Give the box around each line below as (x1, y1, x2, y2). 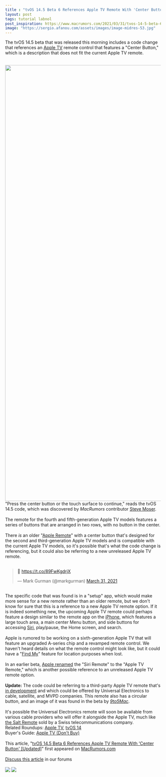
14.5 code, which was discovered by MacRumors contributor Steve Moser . (5, 506, 157, 512)
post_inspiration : (5, 21, 43, 26)
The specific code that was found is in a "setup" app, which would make (5, 593, 153, 599)
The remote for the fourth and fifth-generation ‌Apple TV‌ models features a (5, 517, 157, 522)
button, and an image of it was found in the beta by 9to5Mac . (5, 698, 130, 705)
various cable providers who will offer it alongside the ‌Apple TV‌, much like (5, 714, 156, 720)
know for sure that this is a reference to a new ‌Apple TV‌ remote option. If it (5, 603, 157, 609)
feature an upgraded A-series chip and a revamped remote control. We (5, 641, 150, 647)
